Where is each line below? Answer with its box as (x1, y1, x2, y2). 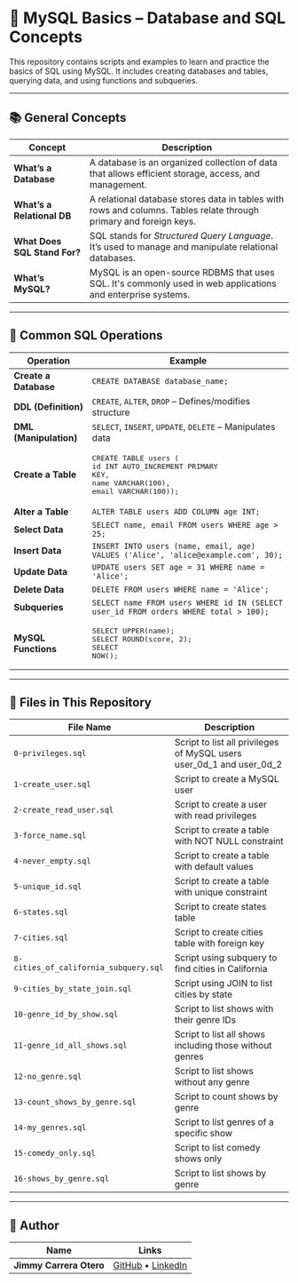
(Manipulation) (13, 431, 78, 443)
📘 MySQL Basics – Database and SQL (9, 8, 286, 28)
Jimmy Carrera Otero (13, 1259, 105, 1271)
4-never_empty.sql (13, 857, 91, 866)
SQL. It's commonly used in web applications (89, 277, 277, 290)
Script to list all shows (174, 1028, 266, 1040)
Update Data (13, 565, 68, 578)
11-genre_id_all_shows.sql (13, 1040, 128, 1051)
